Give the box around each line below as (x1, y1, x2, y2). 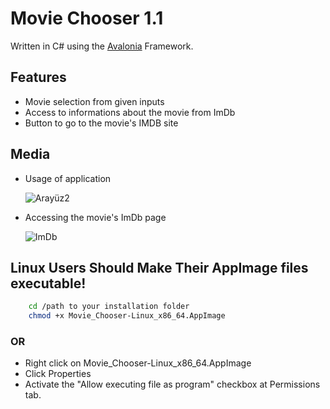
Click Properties (24, 368, 92, 380)
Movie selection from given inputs (24, 95, 165, 107)
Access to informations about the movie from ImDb (24, 106, 236, 118)
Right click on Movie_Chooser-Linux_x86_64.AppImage (24, 357, 252, 369)
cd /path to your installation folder (28, 302, 190, 312)
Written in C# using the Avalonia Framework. (10, 40, 194, 52)
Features (10, 69, 67, 86)
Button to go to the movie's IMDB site (24, 117, 179, 129)
